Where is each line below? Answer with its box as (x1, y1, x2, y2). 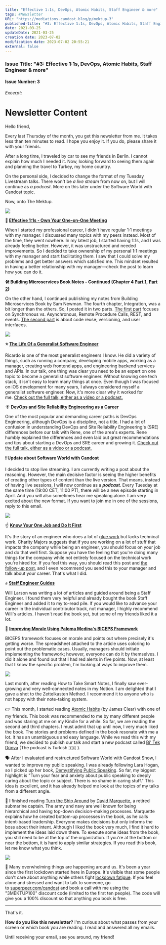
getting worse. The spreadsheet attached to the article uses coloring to (5, 641, 150, 646)
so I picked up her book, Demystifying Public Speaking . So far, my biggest (5, 767, 156, 773)
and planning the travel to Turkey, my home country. (5, 164, 111, 170)
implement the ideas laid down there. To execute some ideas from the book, (5, 829, 160, 835)
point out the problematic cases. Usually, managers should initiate (5, 645, 139, 651)
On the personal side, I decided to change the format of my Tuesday (5, 173, 144, 179)
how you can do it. (5, 269, 43, 275)
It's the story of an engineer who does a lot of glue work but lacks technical (5, 533, 159, 539)
